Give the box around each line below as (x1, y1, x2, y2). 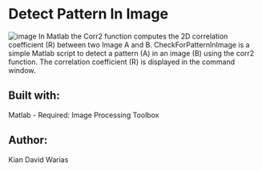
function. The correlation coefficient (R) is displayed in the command (8, 57, 236, 67)
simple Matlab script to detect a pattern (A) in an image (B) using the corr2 (8, 48, 255, 58)
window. (8, 65, 36, 75)
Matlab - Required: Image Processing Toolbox (8, 110, 159, 120)
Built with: (8, 89, 60, 103)
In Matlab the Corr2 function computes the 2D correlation (38, 31, 228, 41)
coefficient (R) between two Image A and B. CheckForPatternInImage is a (8, 39, 250, 49)
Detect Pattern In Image (8, 5, 169, 23)
